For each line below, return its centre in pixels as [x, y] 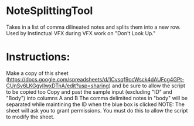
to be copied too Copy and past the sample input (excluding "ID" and [89, 91]
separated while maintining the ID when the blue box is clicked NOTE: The [95, 104]
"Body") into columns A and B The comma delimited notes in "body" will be [97, 98]
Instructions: [38, 57]
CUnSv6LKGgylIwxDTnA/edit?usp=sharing [58, 86]
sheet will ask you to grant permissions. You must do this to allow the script [97, 110]
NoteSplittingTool [50, 11]
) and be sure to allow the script [147, 86]
